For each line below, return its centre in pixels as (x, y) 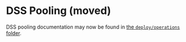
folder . (14, 33)
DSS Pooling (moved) (59, 11)
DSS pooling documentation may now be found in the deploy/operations (93, 27)
